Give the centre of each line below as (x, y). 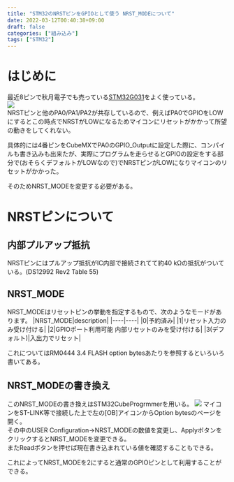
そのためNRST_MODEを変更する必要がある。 (72, 187)
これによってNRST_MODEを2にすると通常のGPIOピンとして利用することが (115, 462)
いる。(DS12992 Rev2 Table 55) (53, 272)
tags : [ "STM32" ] (31, 40)
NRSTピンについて (60, 217)
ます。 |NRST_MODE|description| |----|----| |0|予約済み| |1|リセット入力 (117, 320)
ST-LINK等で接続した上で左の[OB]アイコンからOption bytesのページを (120, 412)
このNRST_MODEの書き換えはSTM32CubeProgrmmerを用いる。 (100, 404)
